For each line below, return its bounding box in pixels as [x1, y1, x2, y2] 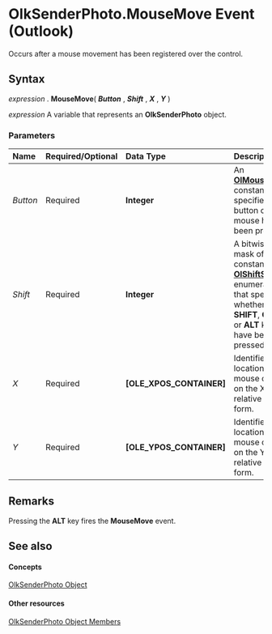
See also [8, 539, 53, 553]
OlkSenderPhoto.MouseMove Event [8, 5, 255, 23]
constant [233, 185, 267, 196]
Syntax [8, 72, 45, 86]
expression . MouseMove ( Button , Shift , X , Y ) [8, 94, 171, 104]
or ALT [233, 319, 260, 330]
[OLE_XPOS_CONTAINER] [125, 378, 227, 389]
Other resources [8, 598, 65, 608]
